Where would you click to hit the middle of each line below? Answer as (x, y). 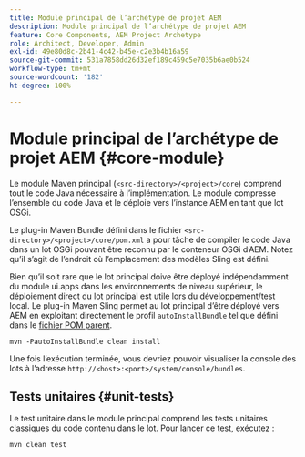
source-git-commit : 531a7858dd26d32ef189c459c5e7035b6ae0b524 (130, 60)
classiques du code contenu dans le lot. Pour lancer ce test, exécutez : (142, 428)
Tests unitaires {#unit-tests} (92, 396)
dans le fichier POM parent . (61, 325)
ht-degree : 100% (40, 86)
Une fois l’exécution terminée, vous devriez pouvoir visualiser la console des (153, 358)
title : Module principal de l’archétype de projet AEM (116, 18)
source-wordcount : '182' (56, 77)
